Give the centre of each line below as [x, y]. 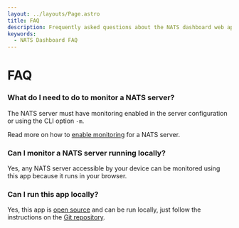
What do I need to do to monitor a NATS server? [91, 98]
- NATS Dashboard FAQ [46, 40]
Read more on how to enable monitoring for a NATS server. [94, 134]
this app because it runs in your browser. [67, 175]
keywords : [22, 34]
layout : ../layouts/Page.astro [54, 14]
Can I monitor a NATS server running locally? [86, 153]
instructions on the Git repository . [56, 217]
